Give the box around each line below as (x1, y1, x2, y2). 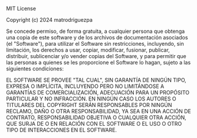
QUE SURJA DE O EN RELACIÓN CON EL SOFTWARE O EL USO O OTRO (6, 120, 182, 127)
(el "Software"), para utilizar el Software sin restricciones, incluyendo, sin (6, 41, 184, 47)
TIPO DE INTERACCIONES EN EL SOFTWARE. (6, 126, 117, 133)
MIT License (6, 5, 37, 12)
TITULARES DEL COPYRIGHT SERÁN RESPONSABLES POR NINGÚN (6, 102, 172, 108)
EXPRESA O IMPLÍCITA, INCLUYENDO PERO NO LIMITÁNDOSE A (6, 83, 165, 90)
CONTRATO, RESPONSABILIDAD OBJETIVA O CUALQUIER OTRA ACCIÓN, (6, 114, 187, 121)
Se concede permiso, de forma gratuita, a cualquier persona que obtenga (6, 28, 185, 35)
